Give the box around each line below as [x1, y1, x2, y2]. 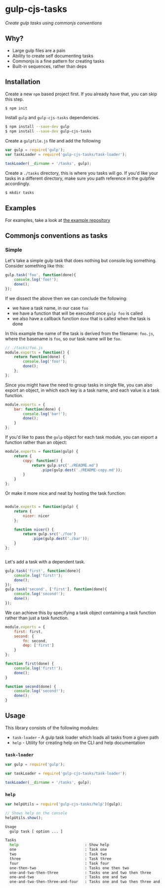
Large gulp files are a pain [12, 47, 66, 53]
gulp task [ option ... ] [9, 829, 63, 834]
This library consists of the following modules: [5, 725, 99, 731]
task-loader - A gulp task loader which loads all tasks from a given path [12, 734, 159, 740]
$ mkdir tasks [5, 190, 35, 195]
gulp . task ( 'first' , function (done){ [5, 568, 81, 573]
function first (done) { [5, 661, 54, 666]
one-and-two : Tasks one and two [9, 875, 127, 880]
